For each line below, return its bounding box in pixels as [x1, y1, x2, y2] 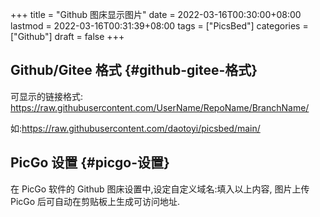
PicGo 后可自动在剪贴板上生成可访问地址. [10, 195, 181, 207]
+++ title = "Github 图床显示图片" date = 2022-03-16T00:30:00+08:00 [10, 9, 302, 20]
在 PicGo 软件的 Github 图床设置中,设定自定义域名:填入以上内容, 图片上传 [10, 183, 310, 195]
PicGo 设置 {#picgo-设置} [10, 154, 170, 172]
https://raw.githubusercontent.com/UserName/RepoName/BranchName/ [10, 101, 310, 113]
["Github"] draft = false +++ [10, 31, 125, 42]
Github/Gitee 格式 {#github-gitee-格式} [10, 62, 258, 79]
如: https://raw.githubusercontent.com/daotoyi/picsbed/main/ [10, 122, 261, 134]
